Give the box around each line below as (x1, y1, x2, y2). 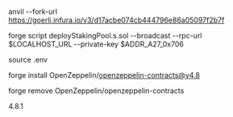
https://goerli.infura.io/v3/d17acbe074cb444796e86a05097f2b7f (8, 15, 225, 25)
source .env (8, 55, 48, 64)
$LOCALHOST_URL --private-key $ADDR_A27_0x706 (8, 39, 184, 49)
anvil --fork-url (8, 7, 58, 16)
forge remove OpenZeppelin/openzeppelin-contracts (8, 86, 185, 95)
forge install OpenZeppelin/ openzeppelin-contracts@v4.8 (8, 71, 200, 79)
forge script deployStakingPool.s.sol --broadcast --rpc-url (8, 31, 202, 40)
